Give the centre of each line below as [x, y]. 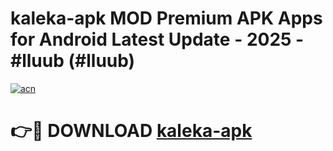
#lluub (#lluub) [73, 61]
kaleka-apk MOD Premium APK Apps [166, 18]
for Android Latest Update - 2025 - [157, 39]
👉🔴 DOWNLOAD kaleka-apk [131, 131]
